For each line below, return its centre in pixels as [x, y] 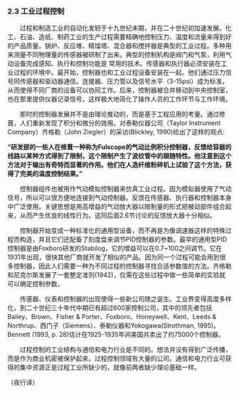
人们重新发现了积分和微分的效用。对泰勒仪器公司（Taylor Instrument [120, 123]
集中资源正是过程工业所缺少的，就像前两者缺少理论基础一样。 [110, 367]
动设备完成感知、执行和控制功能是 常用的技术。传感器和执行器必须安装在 [114, 64]
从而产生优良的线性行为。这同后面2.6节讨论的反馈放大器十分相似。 [118, 215]
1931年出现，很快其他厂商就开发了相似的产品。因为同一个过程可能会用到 [113, 257]
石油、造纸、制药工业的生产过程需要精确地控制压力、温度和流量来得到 [122, 37]
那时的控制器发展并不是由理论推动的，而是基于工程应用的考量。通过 [119, 114]
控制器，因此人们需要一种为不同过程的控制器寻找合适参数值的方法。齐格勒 [122, 266]
